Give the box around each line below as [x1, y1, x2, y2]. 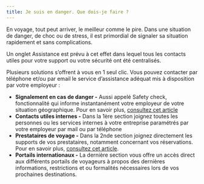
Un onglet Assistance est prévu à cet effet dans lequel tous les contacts [6, 50, 186, 58]
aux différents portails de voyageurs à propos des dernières [15, 157, 165, 165]
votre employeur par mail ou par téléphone [15, 125, 123, 132]
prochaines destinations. [15, 171, 77, 178]
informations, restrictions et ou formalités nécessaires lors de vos [15, 164, 179, 171]
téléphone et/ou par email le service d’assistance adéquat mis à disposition [6, 75, 194, 82]
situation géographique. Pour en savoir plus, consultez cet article [15, 106, 178, 113]
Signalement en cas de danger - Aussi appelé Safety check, [15, 93, 168, 100]
